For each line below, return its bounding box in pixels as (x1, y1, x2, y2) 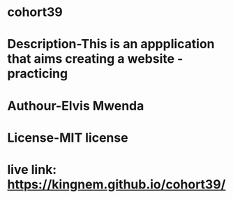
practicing (7, 66, 68, 82)
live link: (7, 161, 57, 177)
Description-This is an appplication (7, 36, 215, 52)
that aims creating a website (7, 51, 175, 67)
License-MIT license (7, 130, 128, 145)
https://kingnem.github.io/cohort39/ (7, 176, 226, 192)
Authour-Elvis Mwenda (7, 98, 144, 114)
